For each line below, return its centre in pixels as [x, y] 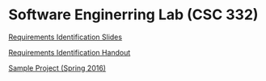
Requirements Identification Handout [70, 52]
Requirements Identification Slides [65, 37]
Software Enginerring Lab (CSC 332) [133, 15]
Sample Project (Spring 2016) [57, 68]
